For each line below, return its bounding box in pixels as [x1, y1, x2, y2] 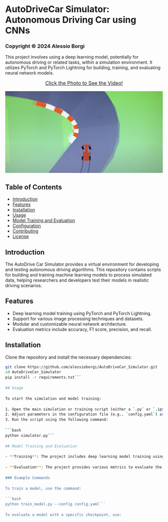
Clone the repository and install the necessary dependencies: [5, 354, 132, 360]
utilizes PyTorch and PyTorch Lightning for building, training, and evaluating [5, 65, 161, 71]
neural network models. [5, 70, 54, 76]
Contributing [12, 228, 38, 234]
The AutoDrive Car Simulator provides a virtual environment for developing [5, 261, 159, 267]
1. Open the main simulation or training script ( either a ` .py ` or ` [5, 407, 155, 412]
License [12, 233, 29, 239]
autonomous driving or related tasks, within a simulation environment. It [5, 59, 152, 66]
